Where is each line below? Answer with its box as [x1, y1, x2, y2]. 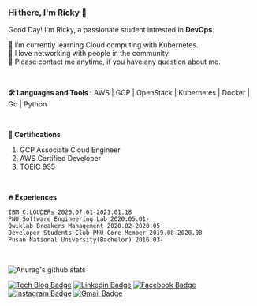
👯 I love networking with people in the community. [8, 49, 171, 58]
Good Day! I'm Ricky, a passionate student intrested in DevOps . [8, 25, 214, 35]
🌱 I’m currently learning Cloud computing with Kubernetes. [8, 40, 199, 50]
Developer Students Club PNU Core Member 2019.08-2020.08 [8, 229, 203, 237]
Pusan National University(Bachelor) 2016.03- [8, 236, 164, 244]
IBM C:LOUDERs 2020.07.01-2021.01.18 [8, 208, 132, 216]
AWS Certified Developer [19, 154, 102, 163]
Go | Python [8, 99, 47, 109]
